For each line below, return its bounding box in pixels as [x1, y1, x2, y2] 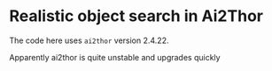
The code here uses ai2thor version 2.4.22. [9, 35, 169, 46]
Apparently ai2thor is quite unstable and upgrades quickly [9, 52, 221, 62]
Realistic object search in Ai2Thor [9, 6, 264, 26]
